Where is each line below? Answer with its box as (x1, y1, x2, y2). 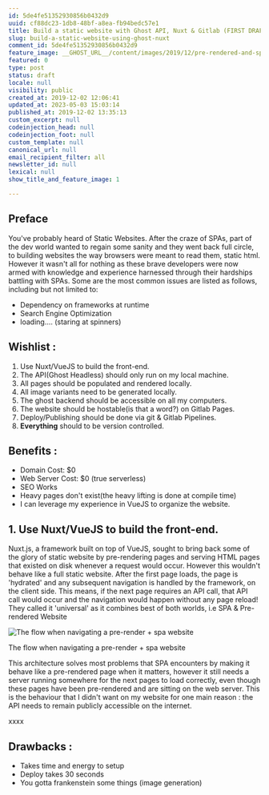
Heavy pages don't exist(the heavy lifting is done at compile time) (19, 491, 237, 500)
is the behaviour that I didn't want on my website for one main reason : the (8, 693, 254, 702)
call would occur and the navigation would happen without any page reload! (8, 595, 259, 604)
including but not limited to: (8, 284, 98, 294)
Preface (8, 212, 49, 226)
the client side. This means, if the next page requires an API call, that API (8, 586, 248, 596)
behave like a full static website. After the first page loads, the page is (8, 569, 239, 579)
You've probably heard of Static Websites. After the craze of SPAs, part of (8, 233, 252, 243)
